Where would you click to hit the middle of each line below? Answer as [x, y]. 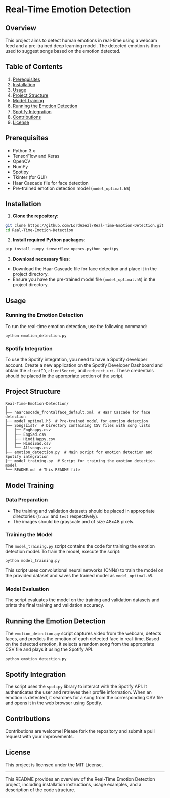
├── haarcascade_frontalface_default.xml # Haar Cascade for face [78, 412]
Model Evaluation [27, 589]
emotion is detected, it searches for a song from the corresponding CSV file [84, 698]
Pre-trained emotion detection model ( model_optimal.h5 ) [71, 188]
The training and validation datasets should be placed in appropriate [84, 511]
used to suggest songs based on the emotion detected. [63, 51]
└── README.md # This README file [43, 470]
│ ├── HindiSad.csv [28, 443]
